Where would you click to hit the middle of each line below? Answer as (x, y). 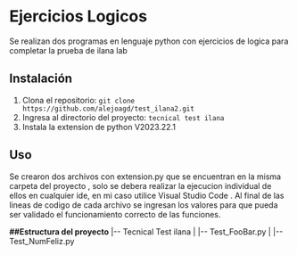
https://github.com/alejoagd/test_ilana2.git (108, 109)
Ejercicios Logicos (78, 16)
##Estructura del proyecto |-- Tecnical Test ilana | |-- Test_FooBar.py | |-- (146, 231)
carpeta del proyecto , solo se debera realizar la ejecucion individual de (140, 185)
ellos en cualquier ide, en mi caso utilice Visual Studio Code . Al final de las (147, 195)
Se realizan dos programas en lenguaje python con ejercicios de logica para (149, 41)
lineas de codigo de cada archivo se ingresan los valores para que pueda (144, 205)
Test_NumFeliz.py (42, 241)
